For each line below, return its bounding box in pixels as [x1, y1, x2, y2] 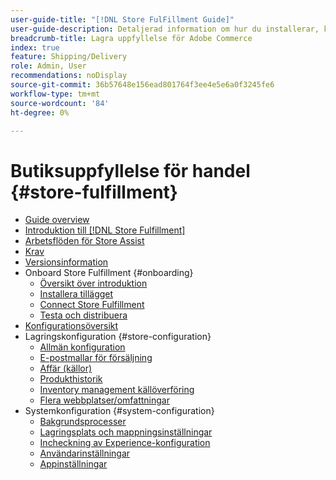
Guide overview [24, 214, 90, 226]
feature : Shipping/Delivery [10, 52, 128, 62]
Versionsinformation [24, 256, 109, 268]
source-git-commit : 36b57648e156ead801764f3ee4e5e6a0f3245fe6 [10, 80, 275, 90]
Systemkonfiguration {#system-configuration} [24, 405, 215, 417]
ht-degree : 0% [10, 107, 70, 118]
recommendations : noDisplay [10, 71, 128, 81]
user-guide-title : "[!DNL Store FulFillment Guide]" [10, 14, 235, 25]
